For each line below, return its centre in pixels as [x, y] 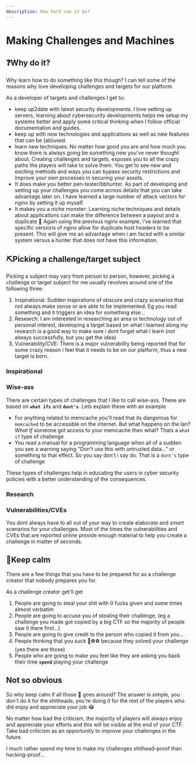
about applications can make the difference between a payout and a [97, 215]
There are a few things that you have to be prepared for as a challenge [91, 574]
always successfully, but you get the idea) [65, 338]
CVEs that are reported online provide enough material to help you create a [97, 535]
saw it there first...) [37, 628]
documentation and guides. [47, 127]
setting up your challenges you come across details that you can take [98, 190]
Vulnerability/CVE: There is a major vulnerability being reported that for [100, 344]
